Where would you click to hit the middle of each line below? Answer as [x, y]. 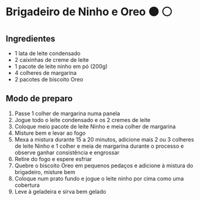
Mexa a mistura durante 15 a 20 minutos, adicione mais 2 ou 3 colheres [104, 139]
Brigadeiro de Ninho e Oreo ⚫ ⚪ [89, 12]
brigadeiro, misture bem [45, 172]
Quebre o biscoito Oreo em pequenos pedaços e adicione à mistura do [104, 165]
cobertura [27, 185]
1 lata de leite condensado [47, 53]
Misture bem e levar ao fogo [50, 133]
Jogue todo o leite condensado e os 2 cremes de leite [83, 119]
